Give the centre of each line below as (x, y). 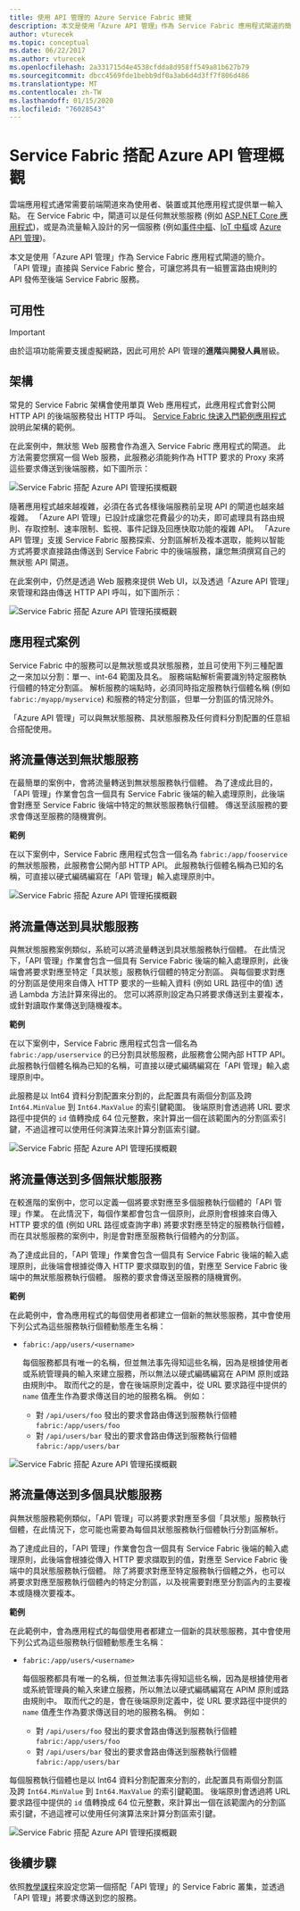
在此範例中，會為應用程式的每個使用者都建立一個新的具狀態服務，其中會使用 (150, 1631)
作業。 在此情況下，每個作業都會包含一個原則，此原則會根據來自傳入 (151, 1214)
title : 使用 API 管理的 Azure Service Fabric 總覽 (100, 17)
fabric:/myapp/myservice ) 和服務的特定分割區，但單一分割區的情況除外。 (144, 698)
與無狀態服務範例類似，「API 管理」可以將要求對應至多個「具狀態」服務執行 (148, 1518)
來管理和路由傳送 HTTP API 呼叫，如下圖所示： (96, 592)
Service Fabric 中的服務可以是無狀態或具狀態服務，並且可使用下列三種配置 (146, 665)
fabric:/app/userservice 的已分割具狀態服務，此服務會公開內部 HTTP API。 (150, 1055)
